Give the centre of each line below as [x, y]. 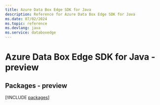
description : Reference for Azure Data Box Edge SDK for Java [70, 14]
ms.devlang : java [23, 28]
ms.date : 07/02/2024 [26, 19]
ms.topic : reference [26, 23]
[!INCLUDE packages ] [27, 97]
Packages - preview [36, 86]
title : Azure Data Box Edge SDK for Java [48, 10]
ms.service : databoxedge [31, 33]
